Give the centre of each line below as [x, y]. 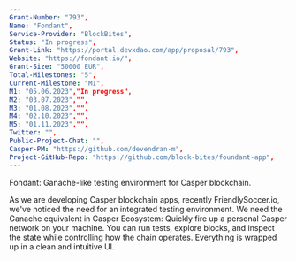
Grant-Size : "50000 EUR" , [57, 67]
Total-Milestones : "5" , [53, 75]
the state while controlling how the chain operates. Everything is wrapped [143, 237]
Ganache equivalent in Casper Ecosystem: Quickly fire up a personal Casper [148, 219]
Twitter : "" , [33, 133]
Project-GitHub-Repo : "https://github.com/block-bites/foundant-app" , [142, 157]
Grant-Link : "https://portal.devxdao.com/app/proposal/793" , [124, 50]
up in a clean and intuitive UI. [62, 246]
